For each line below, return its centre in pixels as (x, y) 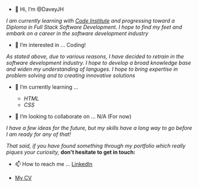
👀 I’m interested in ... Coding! (50, 45)
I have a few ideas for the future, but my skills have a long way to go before (99, 128)
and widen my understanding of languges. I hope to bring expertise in (92, 69)
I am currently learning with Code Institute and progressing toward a (90, 21)
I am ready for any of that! (39, 134)
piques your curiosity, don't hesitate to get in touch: (71, 152)
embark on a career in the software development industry (77, 33)
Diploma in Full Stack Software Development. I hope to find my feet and (94, 27)
